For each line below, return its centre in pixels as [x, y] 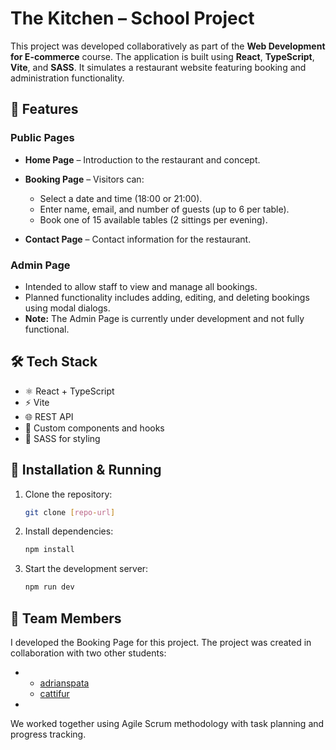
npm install [49, 550]
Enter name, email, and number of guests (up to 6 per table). [164, 209]
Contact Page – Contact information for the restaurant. [138, 239]
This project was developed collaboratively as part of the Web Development [168, 46]
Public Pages [42, 138]
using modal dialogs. [67, 308]
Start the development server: [86, 569]
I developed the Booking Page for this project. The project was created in [161, 642]
